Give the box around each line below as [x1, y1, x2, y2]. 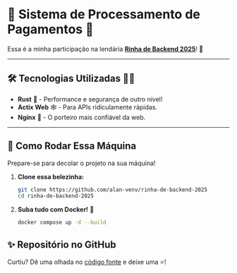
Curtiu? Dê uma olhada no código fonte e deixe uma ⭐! [7, 257, 166, 266]
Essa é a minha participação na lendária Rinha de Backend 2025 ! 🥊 [7, 44, 204, 53]
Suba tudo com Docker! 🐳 [17, 205, 95, 214]
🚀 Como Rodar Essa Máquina [7, 140, 137, 152]
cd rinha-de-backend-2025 [17, 193, 94, 200]
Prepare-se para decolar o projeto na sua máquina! [7, 159, 156, 167]
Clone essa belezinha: [17, 172, 85, 181]
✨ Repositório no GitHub [7, 238, 116, 250]
